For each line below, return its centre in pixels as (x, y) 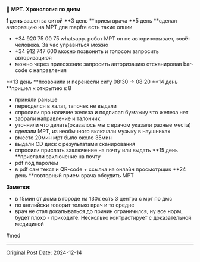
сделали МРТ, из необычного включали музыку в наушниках (93, 131)
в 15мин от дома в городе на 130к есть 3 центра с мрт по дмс (93, 199)
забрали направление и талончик (57, 118)
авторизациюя (33, 57)
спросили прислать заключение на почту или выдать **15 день (96, 150)
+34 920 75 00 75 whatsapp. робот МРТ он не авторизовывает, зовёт (102, 38)
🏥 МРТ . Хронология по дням (43, 9)
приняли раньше (36, 99)
